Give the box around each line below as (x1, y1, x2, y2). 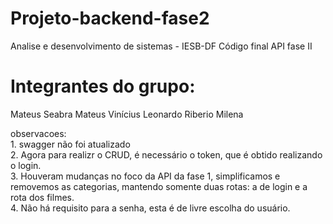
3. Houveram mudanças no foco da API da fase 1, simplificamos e (10, 170, 281, 182)
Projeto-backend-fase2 (10, 7, 210, 30)
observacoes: (10, 127, 67, 139)
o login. (10, 159, 42, 171)
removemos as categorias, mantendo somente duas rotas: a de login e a (10, 180, 308, 192)
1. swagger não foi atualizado (10, 138, 131, 150)
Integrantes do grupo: (10, 75, 196, 98)
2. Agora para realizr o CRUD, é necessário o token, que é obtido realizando (10, 148, 323, 161)
